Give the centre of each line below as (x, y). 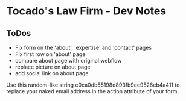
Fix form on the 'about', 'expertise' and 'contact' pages (83, 47)
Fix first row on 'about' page (50, 54)
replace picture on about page (53, 67)
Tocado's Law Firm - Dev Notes (86, 11)
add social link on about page (52, 73)
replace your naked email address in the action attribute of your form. (93, 91)
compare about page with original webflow (68, 60)
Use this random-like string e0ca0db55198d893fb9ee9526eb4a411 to (93, 85)
